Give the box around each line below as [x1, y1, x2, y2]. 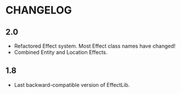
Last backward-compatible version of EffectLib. [14, 81, 130, 88]
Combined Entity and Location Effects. [14, 49, 108, 56]
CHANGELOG [5, 4, 72, 17]
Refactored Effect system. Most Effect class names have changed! [14, 42, 176, 49]
